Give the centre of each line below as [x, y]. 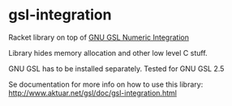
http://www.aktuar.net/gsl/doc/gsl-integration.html [92, 93]
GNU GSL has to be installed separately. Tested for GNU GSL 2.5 [116, 68]
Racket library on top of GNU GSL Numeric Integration [99, 37]
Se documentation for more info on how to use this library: [106, 84]
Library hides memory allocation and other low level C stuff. [108, 53]
